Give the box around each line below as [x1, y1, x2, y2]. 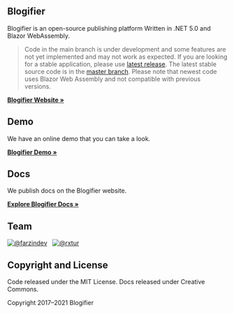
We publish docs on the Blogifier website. [7, 186, 127, 195]
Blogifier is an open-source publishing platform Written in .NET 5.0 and [7, 24, 211, 32]
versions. [24, 82, 51, 90]
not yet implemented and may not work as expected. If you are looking [24, 52, 228, 61]
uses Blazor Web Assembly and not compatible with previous [24, 75, 201, 83]
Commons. [7, 285, 39, 294]
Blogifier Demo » [7, 148, 57, 156]
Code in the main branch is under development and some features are [24, 45, 226, 53]
